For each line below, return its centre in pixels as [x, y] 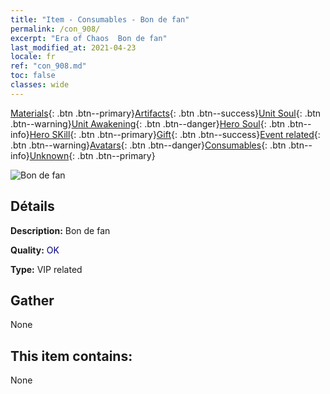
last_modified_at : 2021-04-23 [73, 47]
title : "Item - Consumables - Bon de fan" [100, 19]
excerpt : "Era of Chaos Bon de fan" [89, 38]
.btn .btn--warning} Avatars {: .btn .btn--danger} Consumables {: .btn [148, 145]
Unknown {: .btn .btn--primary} [92, 155]
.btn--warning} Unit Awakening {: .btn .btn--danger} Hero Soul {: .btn [148, 123]
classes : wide [40, 85]
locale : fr [33, 57]
